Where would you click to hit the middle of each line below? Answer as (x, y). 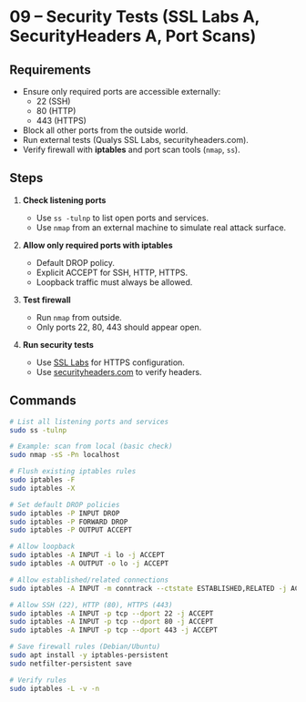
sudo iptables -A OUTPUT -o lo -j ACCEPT (89, 564)
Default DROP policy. (76, 262)
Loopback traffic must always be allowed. (114, 282)
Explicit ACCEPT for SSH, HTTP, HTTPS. (112, 272)
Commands (43, 401)
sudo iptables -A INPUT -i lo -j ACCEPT (87, 555)
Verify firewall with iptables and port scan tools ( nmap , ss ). (131, 149)
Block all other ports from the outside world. (105, 130)
